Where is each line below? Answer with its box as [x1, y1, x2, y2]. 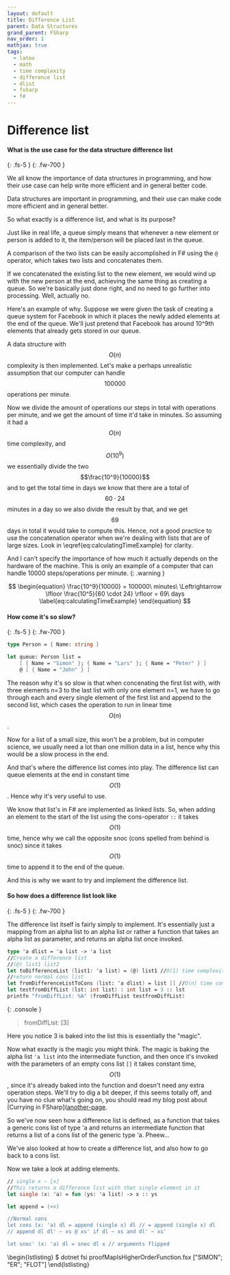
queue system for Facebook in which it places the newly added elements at [7, 312, 220, 320]
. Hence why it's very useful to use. [7, 792, 107, 800]
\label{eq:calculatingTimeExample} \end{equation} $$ [38, 597, 192, 605]
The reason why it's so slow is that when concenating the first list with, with [7, 679, 221, 687]
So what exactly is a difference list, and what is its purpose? [7, 215, 176, 224]
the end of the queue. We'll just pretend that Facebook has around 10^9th [7, 320, 214, 328]
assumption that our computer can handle [7, 369, 125, 377]
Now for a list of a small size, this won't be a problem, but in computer [7, 735, 205, 743]
